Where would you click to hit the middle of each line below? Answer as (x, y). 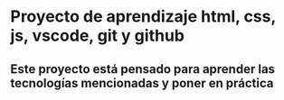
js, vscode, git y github (97, 36)
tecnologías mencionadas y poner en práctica (142, 83)
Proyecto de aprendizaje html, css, (143, 17)
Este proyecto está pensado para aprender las (142, 69)
